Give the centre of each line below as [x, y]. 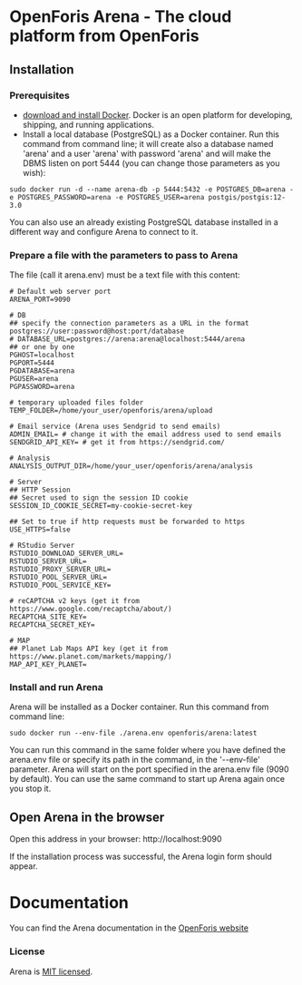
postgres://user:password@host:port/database [97, 332]
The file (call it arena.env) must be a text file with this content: [125, 275]
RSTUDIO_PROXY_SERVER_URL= [60, 570]
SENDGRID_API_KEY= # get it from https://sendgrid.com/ [117, 443]
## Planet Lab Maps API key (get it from [89, 649]
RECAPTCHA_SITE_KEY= [49, 617]
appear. [24, 866]
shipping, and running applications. [88, 124]
